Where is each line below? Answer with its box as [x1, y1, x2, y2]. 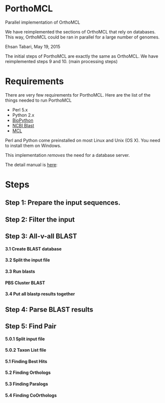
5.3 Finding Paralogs [5, 381, 48, 387]
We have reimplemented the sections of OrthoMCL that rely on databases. [5, 29, 156, 35]
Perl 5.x [12, 107, 28, 112]
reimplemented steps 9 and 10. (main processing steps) [5, 58, 118, 64]
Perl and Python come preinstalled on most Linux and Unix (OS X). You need [5, 137, 160, 143]
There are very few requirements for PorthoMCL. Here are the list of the [5, 92, 151, 98]
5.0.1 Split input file [5, 336, 45, 342]
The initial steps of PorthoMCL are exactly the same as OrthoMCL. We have [5, 53, 159, 59]
